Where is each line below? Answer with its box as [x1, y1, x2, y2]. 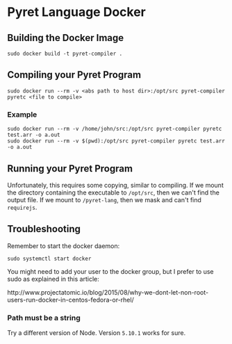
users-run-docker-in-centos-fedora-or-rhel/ [7, 295, 134, 304]
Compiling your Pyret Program [7, 69, 141, 81]
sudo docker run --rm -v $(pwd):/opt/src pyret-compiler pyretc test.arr [7, 138, 226, 145]
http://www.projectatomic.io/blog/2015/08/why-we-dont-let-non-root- [7, 288, 209, 296]
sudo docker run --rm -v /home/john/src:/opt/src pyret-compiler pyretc [7, 126, 222, 133]
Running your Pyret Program [7, 163, 133, 174]
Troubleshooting [7, 223, 81, 235]
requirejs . [7, 203, 38, 211]
